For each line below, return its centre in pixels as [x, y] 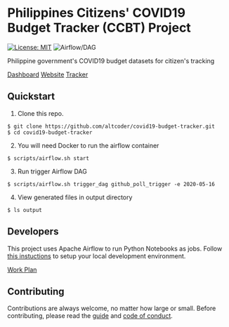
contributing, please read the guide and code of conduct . [90, 316]
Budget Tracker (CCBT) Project [99, 28]
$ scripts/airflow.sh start [48, 158]
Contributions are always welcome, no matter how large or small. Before [112, 308]
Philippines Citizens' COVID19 [97, 13]
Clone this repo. [40, 113]
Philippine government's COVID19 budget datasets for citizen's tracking [111, 60]
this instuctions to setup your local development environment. [97, 256]
